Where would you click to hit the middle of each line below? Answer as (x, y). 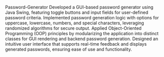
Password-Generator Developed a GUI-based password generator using (79, 7)
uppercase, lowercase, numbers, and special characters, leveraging (75, 23)
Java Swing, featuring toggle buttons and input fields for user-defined (77, 12)
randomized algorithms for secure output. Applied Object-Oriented (73, 28)
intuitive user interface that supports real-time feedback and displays (76, 44)
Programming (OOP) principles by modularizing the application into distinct (82, 33)
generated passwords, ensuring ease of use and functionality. (69, 49)
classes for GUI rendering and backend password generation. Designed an (82, 39)
